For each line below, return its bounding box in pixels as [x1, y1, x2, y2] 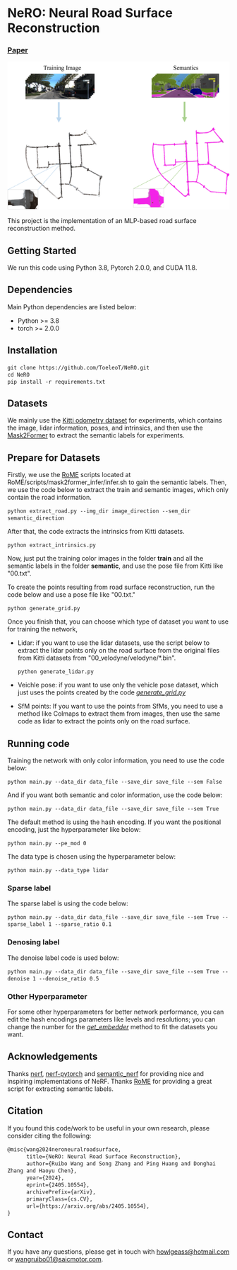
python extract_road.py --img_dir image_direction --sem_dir [7, 508, 191, 515]
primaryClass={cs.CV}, [25, 1195, 93, 1203]
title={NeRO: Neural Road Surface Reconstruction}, [25, 1152, 181, 1160]
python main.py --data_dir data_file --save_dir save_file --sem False [7, 779, 222, 786]
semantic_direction [7, 515, 65, 522]
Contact [7, 1228, 44, 1240]
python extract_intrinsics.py [7, 542, 97, 549]
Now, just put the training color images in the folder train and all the [7, 554, 204, 563]
